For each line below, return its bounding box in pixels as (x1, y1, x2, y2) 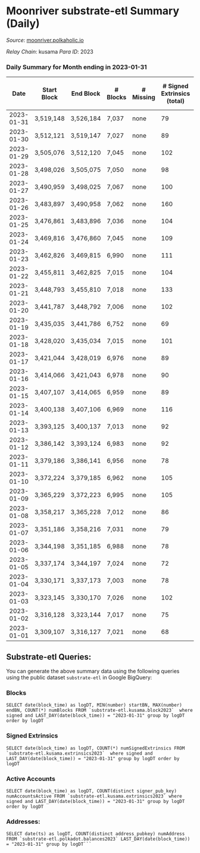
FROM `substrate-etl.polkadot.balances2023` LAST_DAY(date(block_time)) (6, 836, 190, 842)
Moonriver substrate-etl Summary (6, 4, 180, 18)
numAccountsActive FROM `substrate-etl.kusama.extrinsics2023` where (6, 793, 183, 799)
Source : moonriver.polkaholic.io (6, 36, 85, 43)
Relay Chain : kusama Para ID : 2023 (6, 48, 93, 55)
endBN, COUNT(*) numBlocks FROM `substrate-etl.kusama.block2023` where (6, 707, 193, 714)
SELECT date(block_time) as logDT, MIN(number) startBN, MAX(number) (6, 702, 183, 708)
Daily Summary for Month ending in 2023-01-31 (6, 63, 147, 71)
